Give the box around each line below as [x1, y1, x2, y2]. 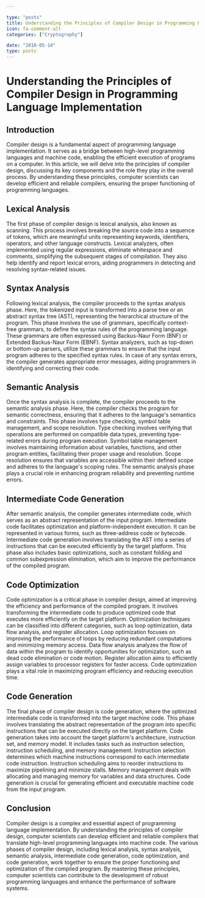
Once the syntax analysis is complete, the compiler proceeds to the [6, 398, 176, 406]
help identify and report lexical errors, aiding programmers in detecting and [6, 259, 196, 266]
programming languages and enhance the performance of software [6, 878, 176, 885]
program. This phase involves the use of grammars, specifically [6, 319, 166, 326]
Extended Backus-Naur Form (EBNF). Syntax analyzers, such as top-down [6, 338, 193, 346]
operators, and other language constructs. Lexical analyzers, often [6, 239, 174, 247]
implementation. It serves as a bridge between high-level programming [6, 147, 185, 155]
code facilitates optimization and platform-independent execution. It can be [6, 523, 196, 530]
